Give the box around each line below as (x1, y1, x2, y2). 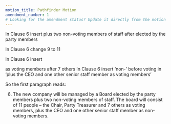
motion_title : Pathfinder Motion (5, 7, 77, 13)
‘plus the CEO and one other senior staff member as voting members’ (5, 71, 152, 78)
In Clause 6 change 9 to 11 (5, 46, 60, 53)
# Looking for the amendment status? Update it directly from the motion (5, 17, 166, 22)
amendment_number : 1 (5, 12, 50, 17)
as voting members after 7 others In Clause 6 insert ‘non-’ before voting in (5, 66, 162, 72)
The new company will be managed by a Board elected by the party (12, 91, 156, 97)
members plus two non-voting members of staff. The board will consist (12, 96, 163, 103)
